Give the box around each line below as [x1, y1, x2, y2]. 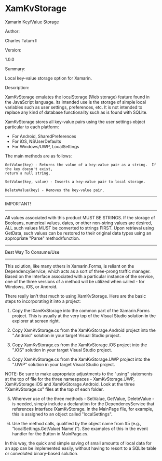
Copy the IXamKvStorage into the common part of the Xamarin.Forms [12, 307, 150, 313]
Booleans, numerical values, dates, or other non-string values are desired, [5, 220, 152, 226]
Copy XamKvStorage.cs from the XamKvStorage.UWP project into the [12, 356, 150, 362]
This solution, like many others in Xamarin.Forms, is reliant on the [5, 263, 134, 269]
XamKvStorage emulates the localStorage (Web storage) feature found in [5, 94, 150, 100]
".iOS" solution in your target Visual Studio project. [12, 347, 112, 353]
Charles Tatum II [5, 37, 38, 44]
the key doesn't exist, [5, 167, 53, 171]
